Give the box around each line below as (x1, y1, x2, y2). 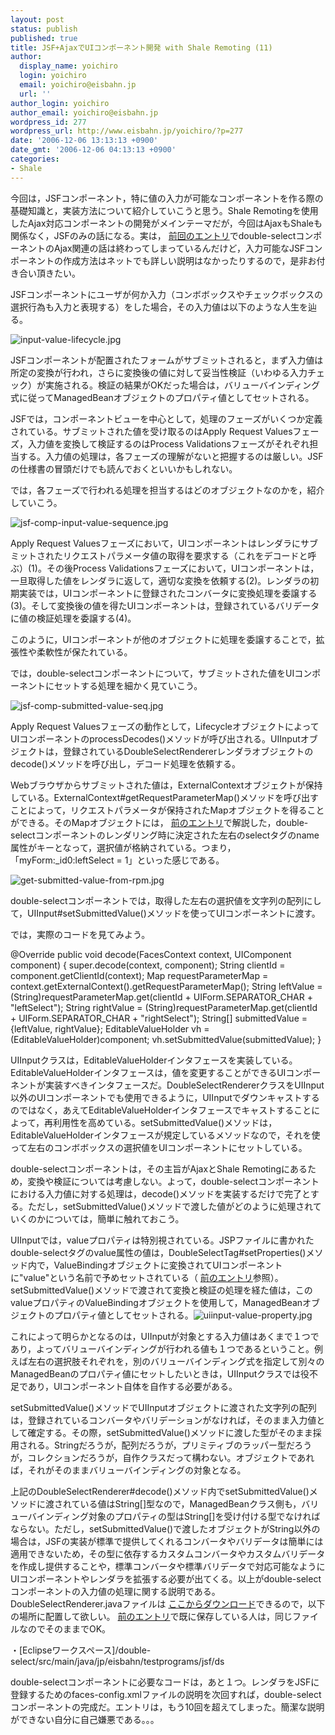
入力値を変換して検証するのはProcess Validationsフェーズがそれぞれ (27, 437, 310, 450)
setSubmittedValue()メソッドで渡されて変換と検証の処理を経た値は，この (10, 1284, 313, 1296)
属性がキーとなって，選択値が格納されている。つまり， (10, 841, 237, 853)
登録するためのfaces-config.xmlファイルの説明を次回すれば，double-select (10, 1688, 322, 1700)
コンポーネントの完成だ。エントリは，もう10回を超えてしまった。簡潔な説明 (10, 1701, 325, 1713)
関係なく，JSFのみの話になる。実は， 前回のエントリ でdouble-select (10, 229, 297, 241)
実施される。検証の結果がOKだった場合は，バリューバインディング (44, 379, 320, 391)
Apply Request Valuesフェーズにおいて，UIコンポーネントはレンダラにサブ (10, 537, 319, 549)
